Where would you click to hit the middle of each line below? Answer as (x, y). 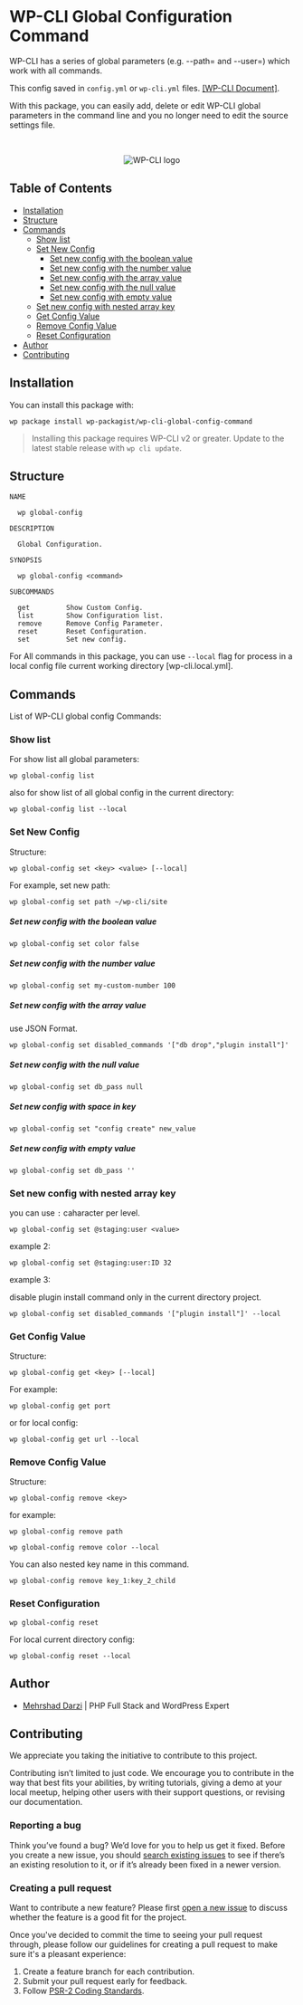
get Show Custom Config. (80, 608)
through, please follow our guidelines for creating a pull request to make (144, 1944)
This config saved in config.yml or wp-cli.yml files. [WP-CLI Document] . (145, 88)
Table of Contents (61, 189)
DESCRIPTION (32, 529)
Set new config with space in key (73, 1107)
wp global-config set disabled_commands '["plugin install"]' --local (145, 1313)
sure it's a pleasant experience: (68, 1954)
